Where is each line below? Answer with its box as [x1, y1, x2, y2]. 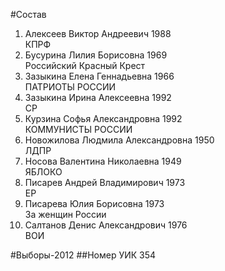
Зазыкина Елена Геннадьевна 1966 [24, 70, 175, 82]
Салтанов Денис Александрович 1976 [24, 219, 188, 231]
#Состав [10, 9, 47, 20]
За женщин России [24, 209, 107, 220]
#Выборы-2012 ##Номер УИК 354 [10, 249, 157, 261]
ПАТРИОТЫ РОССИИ [24, 81, 117, 93]
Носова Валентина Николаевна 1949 [24, 155, 182, 167]
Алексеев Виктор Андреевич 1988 [24, 28, 172, 39]
